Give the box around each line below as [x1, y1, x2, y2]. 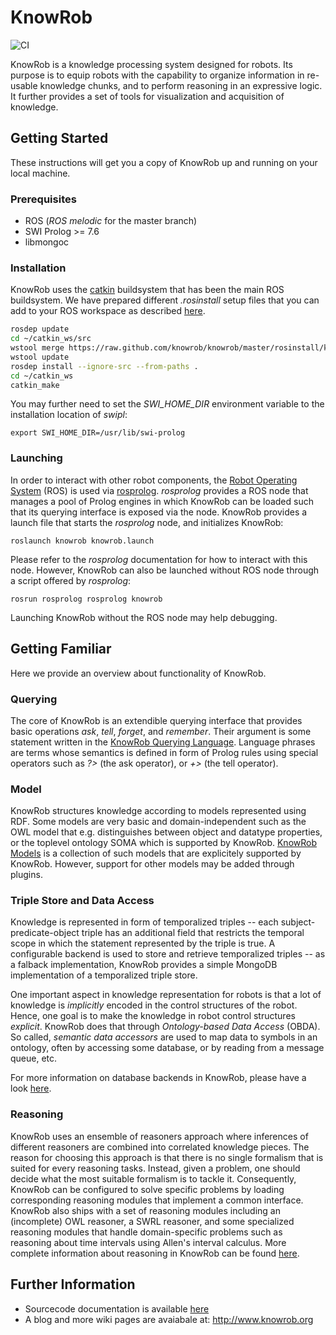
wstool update [10, 352, 70, 362]
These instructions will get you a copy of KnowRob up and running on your [10, 156, 318, 168]
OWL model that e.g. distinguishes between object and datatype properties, [10, 826, 323, 838]
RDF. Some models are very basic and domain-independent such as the [10, 816, 307, 828]
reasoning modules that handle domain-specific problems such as [10, 1226, 283, 1238]
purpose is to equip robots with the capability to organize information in [10, 69, 305, 81]
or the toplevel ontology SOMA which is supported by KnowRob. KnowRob [10, 837, 318, 849]
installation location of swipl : [10, 409, 128, 421]
